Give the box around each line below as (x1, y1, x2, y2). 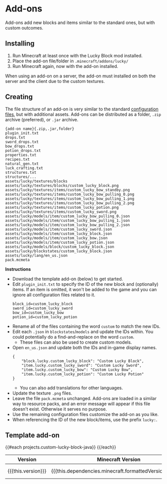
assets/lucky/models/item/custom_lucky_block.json (5, 231, 112, 236)
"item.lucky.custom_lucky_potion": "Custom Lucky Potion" (21, 372, 144, 377)
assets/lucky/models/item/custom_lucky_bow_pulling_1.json (5, 218, 130, 223)
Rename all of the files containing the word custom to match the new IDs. (12, 323, 161, 329)
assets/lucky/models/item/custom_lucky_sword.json (5, 227, 112, 232)
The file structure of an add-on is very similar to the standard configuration (5, 106, 159, 112)
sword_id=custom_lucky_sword (12, 306, 73, 311)
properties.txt (5, 152, 37, 157)
